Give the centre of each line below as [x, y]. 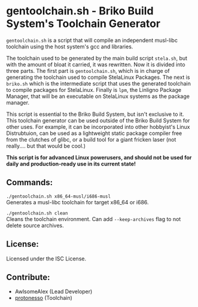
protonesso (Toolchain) [44, 298]
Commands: [30, 182]
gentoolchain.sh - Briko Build [80, 11]
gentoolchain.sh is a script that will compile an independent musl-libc [92, 40]
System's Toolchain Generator [83, 24]
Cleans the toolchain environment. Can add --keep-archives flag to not [94, 219]
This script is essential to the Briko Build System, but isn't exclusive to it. [95, 114]
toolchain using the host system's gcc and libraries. [70, 47]
